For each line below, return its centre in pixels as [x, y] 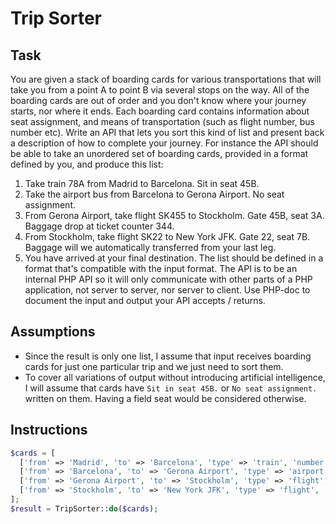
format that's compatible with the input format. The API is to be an [161, 268]
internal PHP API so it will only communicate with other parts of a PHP [168, 279]
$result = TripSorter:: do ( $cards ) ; [84, 508]
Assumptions [53, 332]
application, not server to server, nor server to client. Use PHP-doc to [167, 290]
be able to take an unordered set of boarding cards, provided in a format [159, 153]
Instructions [49, 430]
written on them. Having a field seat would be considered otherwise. [165, 398]
